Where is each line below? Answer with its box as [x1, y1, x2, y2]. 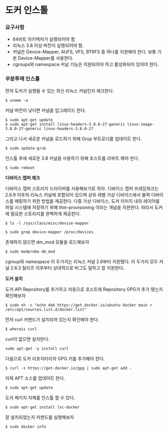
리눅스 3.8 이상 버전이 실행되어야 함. [12, 42, 84, 48]
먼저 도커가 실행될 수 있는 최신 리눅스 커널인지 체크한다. [5, 88, 115, 94]
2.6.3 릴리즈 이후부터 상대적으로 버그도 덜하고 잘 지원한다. [10, 265, 125, 271]
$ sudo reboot [5, 165, 35, 170]
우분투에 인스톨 [5, 75, 40, 82]
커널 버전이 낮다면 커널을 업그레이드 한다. [5, 107, 86, 113]
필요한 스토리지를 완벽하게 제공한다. [10, 210, 81, 217]
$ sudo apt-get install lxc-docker [5, 404, 80, 410]
